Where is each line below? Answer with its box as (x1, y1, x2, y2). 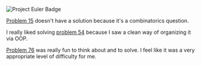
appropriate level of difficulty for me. (6, 53, 97, 59)
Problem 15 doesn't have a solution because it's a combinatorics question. (6, 17, 190, 24)
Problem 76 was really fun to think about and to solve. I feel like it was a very (6, 46, 195, 54)
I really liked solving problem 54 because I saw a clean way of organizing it (6, 29, 191, 36)
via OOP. (6, 35, 28, 42)
